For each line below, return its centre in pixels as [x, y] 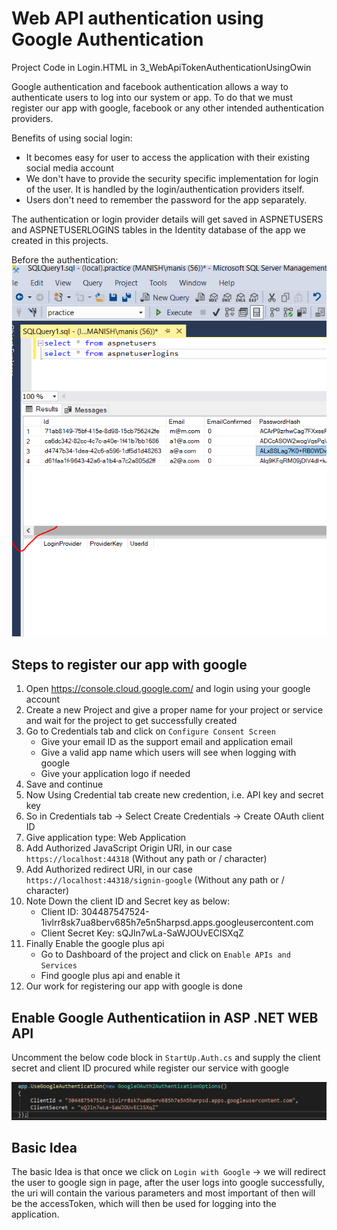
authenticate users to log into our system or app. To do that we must [152, 97]
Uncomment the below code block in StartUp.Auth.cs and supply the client [166, 1058]
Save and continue [64, 784]
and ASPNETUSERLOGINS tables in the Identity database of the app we [158, 229]
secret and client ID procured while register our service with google [150, 1068]
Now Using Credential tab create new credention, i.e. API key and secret [174, 795]
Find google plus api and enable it [110, 976]
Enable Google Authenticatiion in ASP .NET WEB [165, 1017]
